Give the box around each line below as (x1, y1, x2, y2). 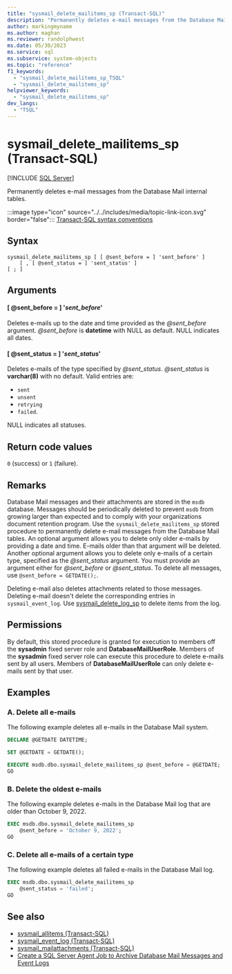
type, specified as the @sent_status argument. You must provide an (7, 556, 200, 564)
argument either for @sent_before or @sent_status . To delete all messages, (7, 564, 222, 572)
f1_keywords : (7, 68, 45, 75)
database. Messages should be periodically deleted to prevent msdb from (7, 505, 214, 513)
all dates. (7, 334, 33, 342)
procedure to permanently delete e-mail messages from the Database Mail (7, 526, 220, 535)
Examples (7, 687, 50, 698)
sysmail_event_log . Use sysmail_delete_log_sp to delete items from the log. (7, 599, 222, 607)
